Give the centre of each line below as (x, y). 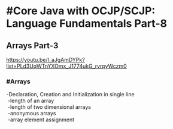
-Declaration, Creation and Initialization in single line (70, 95)
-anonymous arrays (32, 114)
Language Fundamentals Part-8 (87, 23)
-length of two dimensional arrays (49, 107)
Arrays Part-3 (32, 45)
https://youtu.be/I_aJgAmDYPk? (45, 60)
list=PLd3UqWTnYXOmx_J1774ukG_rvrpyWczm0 (66, 66)
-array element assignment (41, 119)
